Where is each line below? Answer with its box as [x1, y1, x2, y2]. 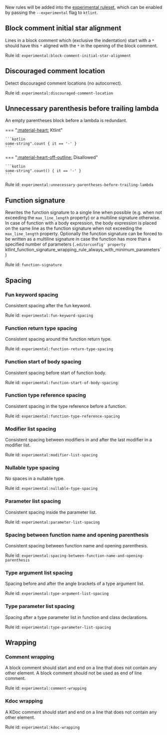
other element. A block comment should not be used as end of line [5, 670, 142, 676]
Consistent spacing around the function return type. [5, 336, 112, 342]
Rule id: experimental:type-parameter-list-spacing [5, 624, 111, 630]
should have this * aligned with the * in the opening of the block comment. [5, 43, 158, 49]
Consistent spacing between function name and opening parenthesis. [5, 543, 149, 549]
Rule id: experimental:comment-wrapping [5, 685, 87, 691]
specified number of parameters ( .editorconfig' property [5, 241, 126, 247]
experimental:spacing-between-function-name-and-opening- [21, 553, 145, 558]
